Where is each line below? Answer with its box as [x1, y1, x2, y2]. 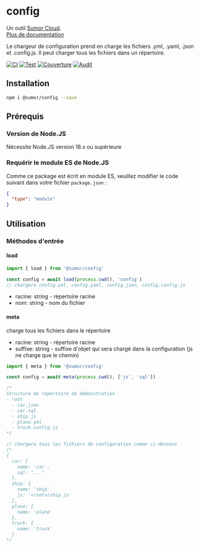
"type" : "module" [12, 196, 56, 202]
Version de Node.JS [6, 129, 67, 138]
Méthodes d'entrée [6, 237, 64, 245]
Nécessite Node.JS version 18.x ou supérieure [6, 143, 122, 151]
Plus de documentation [6, 30, 64, 38]
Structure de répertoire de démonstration [6, 390, 115, 397]
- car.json [12, 402, 39, 408]
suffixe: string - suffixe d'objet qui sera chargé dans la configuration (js [15, 345, 193, 352]
